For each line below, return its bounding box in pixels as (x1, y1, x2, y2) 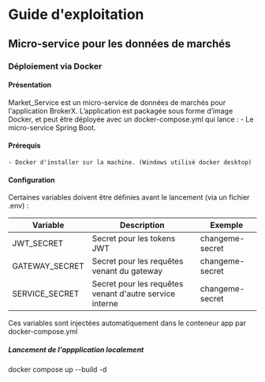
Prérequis (8, 140, 41, 151)
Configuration (8, 175, 55, 185)
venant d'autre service (91, 288, 176, 299)
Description (119, 219, 165, 230)
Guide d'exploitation (8, 6, 144, 24)
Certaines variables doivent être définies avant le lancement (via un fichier (8, 193, 250, 202)
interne (91, 298, 118, 309)
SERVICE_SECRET (12, 288, 80, 299)
